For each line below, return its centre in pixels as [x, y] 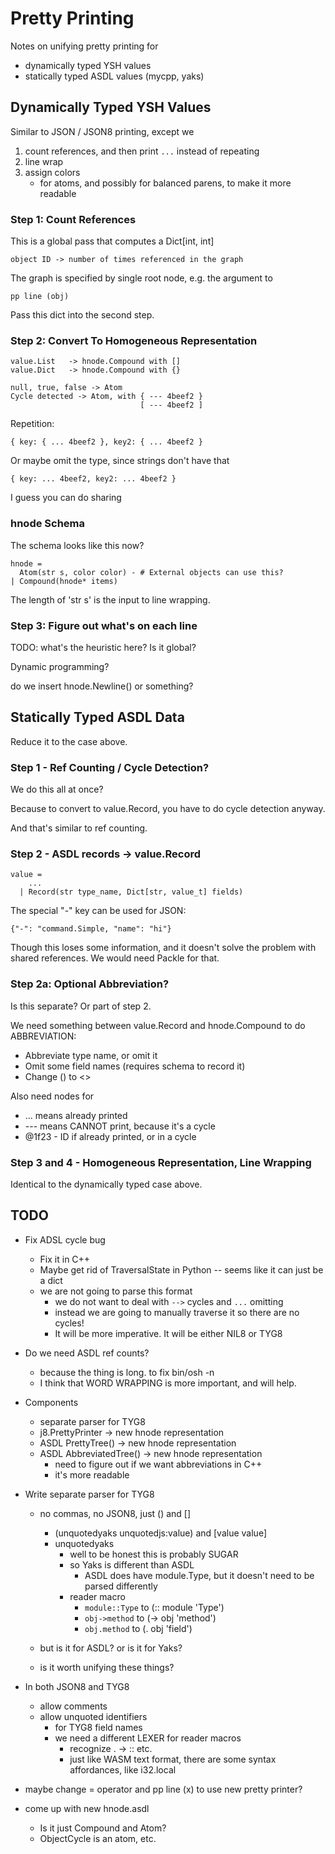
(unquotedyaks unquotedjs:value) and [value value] [160, 1533]
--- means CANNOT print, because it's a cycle [120, 1126]
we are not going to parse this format [116, 1291]
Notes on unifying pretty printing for [84, 46]
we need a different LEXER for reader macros [148, 1738]
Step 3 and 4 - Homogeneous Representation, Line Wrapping [161, 1162]
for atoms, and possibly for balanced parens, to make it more [165, 183]
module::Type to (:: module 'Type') [154, 1607]
